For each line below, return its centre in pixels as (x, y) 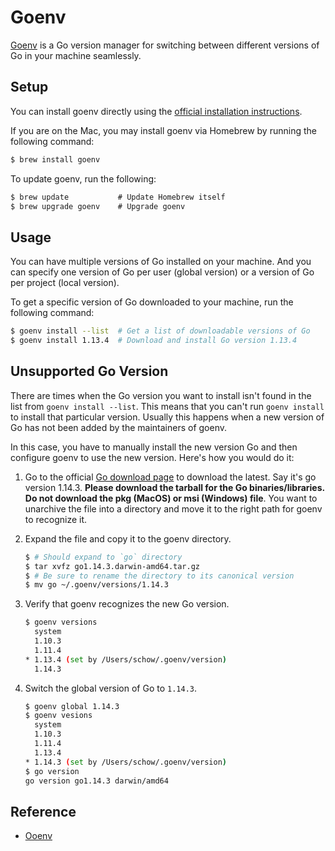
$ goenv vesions (58, 716)
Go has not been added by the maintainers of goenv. (119, 427)
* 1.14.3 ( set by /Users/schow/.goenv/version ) (125, 762)
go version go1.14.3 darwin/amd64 (96, 781)
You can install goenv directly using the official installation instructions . (156, 111)
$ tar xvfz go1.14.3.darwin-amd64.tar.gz (112, 566)
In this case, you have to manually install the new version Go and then (154, 447)
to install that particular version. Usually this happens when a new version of (167, 417)
